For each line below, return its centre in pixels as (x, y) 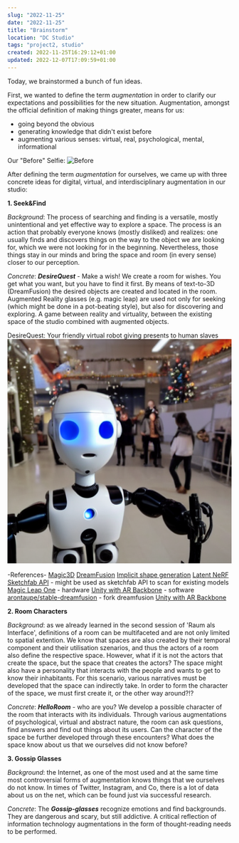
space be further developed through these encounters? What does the (111, 737)
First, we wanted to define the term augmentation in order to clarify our (112, 95)
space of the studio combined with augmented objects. (88, 321)
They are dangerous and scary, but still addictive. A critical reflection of (112, 816)
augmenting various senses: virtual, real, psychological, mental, (111, 139)
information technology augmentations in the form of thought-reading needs (119, 824)
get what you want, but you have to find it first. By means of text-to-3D (111, 283)
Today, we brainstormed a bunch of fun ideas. (75, 81)
